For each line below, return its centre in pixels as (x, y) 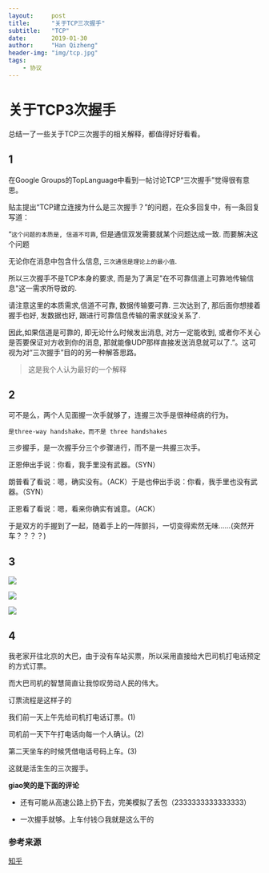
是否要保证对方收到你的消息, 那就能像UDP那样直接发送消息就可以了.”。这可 (132, 342)
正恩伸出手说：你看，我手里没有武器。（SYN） (84, 465)
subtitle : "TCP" (39, 30)
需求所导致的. (55, 288)
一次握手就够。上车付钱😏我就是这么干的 (87, 819)
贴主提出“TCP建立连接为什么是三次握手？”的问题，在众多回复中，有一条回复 (134, 207)
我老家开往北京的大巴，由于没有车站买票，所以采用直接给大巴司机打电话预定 (134, 656)
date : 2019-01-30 (48, 38)
